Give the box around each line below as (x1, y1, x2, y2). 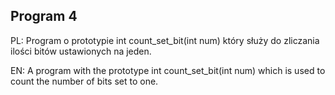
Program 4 (10, 8, 78, 25)
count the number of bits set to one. (10, 75, 159, 87)
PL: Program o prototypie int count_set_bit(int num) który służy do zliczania (10, 34, 320, 46)
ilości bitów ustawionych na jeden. (10, 45, 152, 57)
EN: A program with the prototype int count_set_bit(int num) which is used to (10, 64, 326, 76)
